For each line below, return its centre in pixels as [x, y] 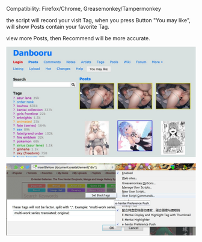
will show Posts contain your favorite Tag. [58, 27]
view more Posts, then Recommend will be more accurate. [78, 38]
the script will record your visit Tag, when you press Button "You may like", [99, 20]
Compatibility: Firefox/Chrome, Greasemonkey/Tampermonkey [84, 9]
